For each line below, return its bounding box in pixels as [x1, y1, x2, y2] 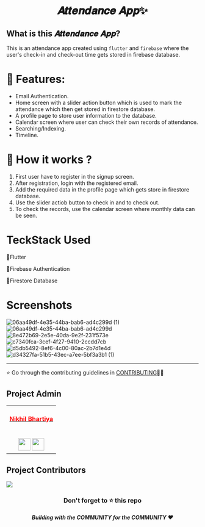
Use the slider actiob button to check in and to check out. [15, 199, 160, 206]
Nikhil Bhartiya [9, 414, 54, 423]
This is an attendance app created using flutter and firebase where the [6, 45, 189, 52]
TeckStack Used [6, 233, 91, 247]
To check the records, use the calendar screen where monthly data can [15, 205, 195, 212]
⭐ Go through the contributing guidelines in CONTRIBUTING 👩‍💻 [6, 368, 164, 376]
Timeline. [15, 131, 38, 138]
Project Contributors [6, 465, 87, 475]
